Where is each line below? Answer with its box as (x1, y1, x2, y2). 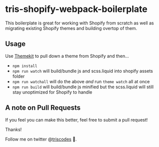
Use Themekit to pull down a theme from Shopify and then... (5, 53, 129, 59)
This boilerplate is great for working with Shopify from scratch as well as (5, 20, 154, 26)
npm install (12, 63, 37, 68)
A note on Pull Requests (5, 104, 81, 112)
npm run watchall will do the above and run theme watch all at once (12, 78, 150, 84)
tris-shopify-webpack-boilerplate (5, 3, 148, 15)
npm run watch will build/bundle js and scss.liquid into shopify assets (12, 68, 153, 74)
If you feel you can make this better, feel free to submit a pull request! (5, 117, 148, 123)
